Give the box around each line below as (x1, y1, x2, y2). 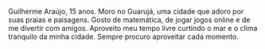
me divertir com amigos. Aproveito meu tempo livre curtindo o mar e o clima (8, 24, 258, 32)
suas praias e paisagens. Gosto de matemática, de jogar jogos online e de (8, 15, 251, 24)
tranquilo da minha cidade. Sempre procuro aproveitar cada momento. (8, 32, 239, 41)
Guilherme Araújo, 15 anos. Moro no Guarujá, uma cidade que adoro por (8, 7, 244, 16)
